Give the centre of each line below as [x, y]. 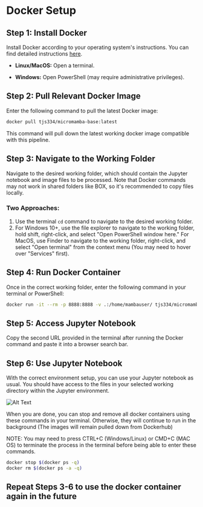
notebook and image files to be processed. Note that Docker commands [96, 179]
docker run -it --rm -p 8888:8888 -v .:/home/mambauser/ [79, 305]
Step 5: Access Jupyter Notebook [71, 323]
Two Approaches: [33, 208]
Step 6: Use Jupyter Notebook [64, 363]
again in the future [42, 496]
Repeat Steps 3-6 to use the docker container [94, 487]
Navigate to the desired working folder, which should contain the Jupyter [97, 173]
